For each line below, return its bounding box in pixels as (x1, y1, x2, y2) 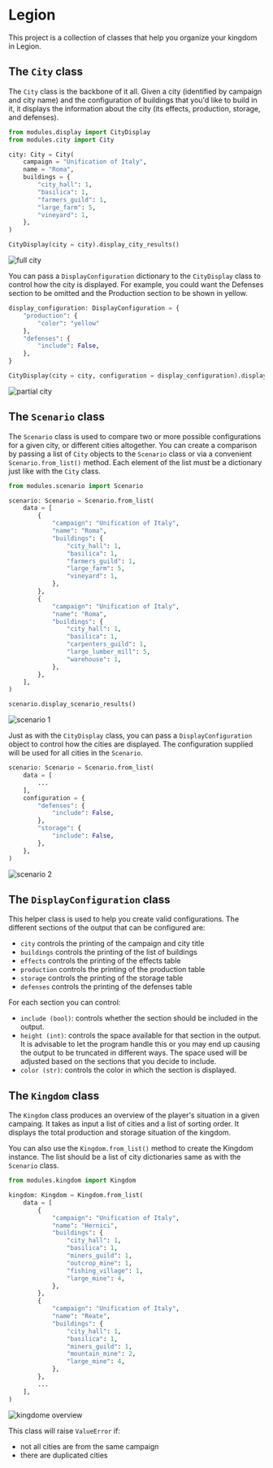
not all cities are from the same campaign (19, 1441, 159, 1451)
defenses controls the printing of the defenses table (19, 982, 193, 991)
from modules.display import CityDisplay (8, 128, 151, 136)
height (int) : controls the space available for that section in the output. (19, 1030, 262, 1040)
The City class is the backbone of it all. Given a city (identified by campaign (8, 86, 262, 96)
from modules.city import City (8, 136, 115, 144)
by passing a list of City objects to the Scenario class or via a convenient (8, 449, 252, 459)
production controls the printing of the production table (19, 965, 206, 974)
